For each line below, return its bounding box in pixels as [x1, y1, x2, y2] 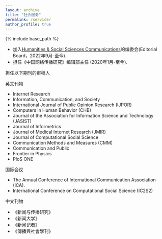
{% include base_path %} [5, 36, 59, 42]
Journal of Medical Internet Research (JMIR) [12, 129, 106, 135]
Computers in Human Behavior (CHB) [12, 107, 92, 113]
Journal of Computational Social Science [12, 134, 98, 140]
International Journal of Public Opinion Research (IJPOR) [12, 102, 132, 108]
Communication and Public [12, 145, 70, 151]
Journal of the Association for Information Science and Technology [12, 113, 154, 119]
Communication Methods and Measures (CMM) [12, 140, 113, 146]
